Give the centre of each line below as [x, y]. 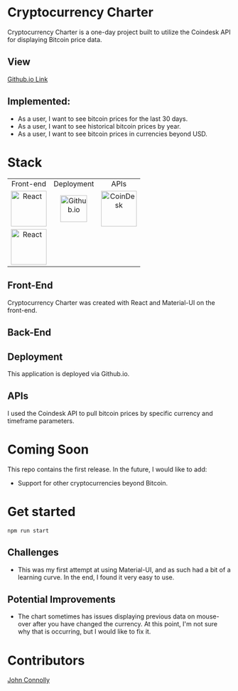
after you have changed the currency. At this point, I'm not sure [125, 624]
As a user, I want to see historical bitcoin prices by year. [99, 126]
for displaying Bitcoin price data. [55, 39]
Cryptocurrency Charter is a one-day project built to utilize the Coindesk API [119, 32]
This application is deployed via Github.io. [69, 374]
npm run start [28, 530]
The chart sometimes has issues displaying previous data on [106, 616]
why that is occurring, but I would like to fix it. [84, 632]
